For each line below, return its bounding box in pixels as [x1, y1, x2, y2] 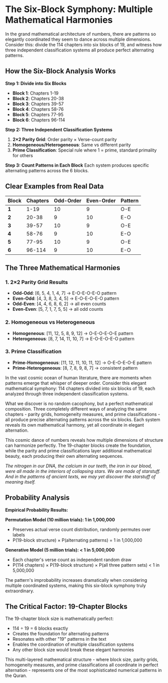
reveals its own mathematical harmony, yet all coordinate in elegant [5, 422, 144, 428]
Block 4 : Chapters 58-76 [12, 106, 64, 112]
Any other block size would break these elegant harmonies [12, 647, 134, 653]
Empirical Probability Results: [5, 507, 69, 513]
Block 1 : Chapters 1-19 [12, 90, 59, 96]
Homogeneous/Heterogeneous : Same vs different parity [12, 142, 131, 148]
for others [12, 152, 34, 158]
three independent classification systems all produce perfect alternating [5, 47, 154, 53]
